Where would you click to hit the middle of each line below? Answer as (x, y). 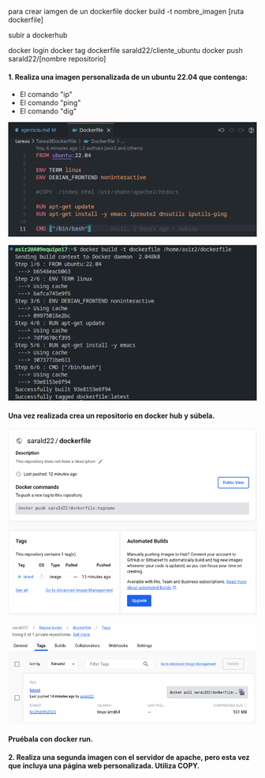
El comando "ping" (50, 103)
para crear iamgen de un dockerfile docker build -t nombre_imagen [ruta (126, 11)
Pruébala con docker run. (50, 739)
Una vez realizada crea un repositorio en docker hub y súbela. (112, 416)
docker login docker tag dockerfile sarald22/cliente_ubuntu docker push (125, 50)
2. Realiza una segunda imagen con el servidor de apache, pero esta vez (129, 757)
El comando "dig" (48, 111)
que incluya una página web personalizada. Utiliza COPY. (104, 766)
